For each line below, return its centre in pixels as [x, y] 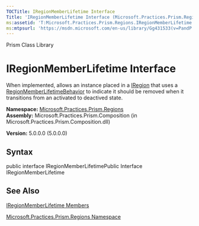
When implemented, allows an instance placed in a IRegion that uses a [92, 85]
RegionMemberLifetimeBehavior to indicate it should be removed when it [95, 92]
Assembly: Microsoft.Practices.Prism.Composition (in [72, 115]
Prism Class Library [30, 45]
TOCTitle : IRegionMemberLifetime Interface [61, 12]
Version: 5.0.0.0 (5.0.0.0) [37, 133]
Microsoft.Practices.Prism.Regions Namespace [64, 217]
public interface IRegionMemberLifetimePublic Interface [74, 166]
